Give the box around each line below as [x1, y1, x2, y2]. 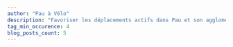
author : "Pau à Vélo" [7, 10, 70, 17]
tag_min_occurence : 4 [7, 23, 70, 30]
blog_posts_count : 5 [7, 29, 67, 37]
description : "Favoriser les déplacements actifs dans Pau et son [7, 17, 203, 23]
